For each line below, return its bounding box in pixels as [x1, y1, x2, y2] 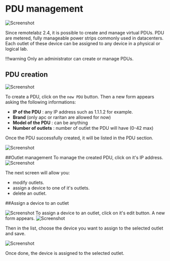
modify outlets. [12, 179, 45, 185]
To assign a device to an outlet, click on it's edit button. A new [35, 210, 165, 216]
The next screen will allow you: [5, 169, 70, 175]
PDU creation [5, 70, 48, 79]
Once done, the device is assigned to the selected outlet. [5, 250, 124, 256]
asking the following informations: [5, 99, 76, 105]
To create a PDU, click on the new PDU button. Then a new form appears [5, 93, 155, 99]
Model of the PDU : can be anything [12, 120, 88, 126]
